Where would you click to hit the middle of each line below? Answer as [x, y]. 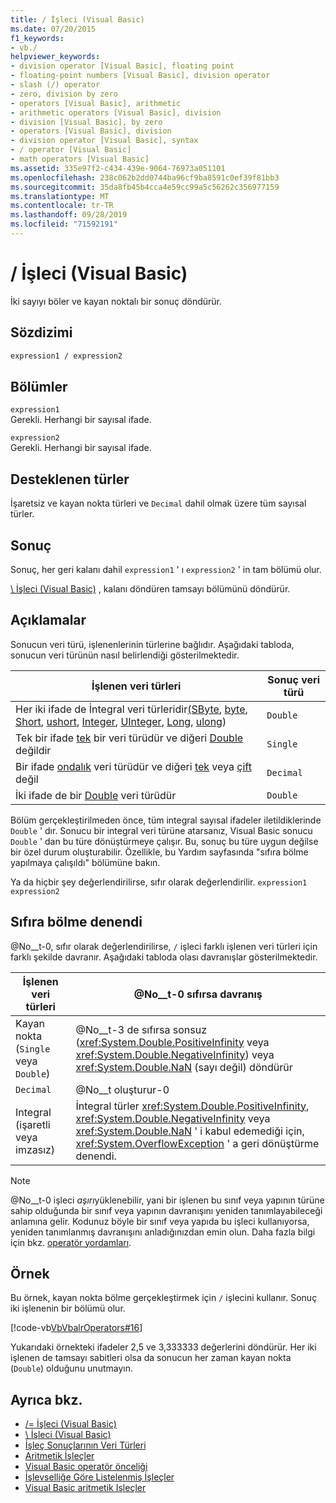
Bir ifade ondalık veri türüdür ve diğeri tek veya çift [133, 766]
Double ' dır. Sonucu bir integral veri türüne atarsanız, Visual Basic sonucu [161, 830]
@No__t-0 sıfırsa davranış [198, 994]
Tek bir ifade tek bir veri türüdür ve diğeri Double [129, 738]
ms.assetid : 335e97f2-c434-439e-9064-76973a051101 [118, 168]
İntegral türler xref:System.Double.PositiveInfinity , [192, 1106]
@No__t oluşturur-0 [122, 1089]
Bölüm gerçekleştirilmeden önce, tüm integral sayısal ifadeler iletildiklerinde [166, 820]
